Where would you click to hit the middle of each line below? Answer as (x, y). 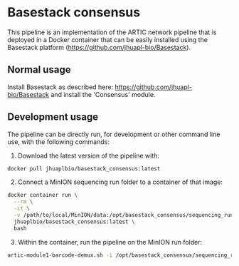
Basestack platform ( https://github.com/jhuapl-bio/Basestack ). (99, 47)
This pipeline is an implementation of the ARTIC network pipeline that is (112, 32)
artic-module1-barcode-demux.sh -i (60, 255)
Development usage (53, 117)
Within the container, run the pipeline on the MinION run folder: (110, 242)
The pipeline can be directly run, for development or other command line (114, 134)
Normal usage (39, 70)
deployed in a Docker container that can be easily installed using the (108, 39)
